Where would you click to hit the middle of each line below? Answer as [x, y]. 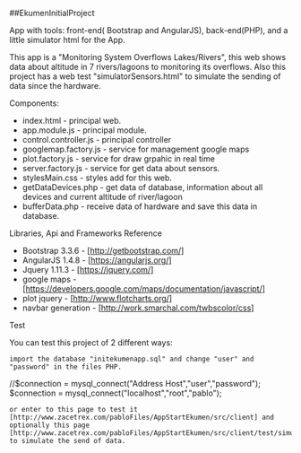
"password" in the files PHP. [66, 367]
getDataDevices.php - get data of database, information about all [142, 187]
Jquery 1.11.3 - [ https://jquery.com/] [88, 270]
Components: [34, 103]
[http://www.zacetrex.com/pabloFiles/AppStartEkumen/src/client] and [142, 417]
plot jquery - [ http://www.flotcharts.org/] [97, 298]
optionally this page [50, 425]
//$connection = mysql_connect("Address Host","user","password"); [135, 383]
